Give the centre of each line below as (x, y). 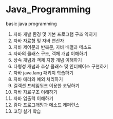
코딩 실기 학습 (27, 111)
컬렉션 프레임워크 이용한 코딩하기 (46, 85)
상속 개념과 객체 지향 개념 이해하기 (48, 60)
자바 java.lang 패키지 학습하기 (43, 72)
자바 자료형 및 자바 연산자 (39, 41)
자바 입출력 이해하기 (33, 98)
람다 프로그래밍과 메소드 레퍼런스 (46, 105)
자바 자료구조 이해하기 (35, 92)
